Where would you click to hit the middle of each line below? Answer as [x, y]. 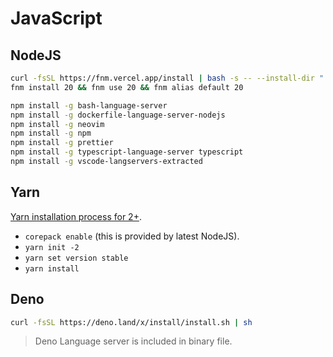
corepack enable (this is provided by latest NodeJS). [132, 236]
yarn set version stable [76, 258]
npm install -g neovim [57, 124]
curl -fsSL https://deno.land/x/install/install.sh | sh [131, 322]
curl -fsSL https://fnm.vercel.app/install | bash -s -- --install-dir [162, 78]
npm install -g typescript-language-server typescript [127, 152]
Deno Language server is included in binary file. [133, 341]
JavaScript [56, 18]
